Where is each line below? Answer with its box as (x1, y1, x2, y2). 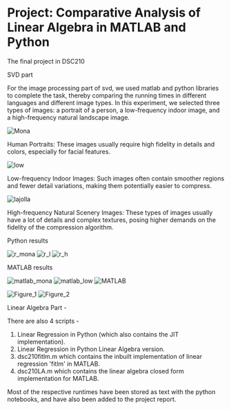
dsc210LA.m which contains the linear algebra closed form (17, 366, 184, 375)
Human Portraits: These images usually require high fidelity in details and (7, 140, 215, 148)
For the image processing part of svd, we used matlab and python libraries (7, 84, 219, 92)
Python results (7, 236, 48, 245)
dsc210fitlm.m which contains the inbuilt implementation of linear (17, 352, 202, 360)
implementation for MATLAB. (17, 374, 99, 382)
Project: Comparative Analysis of (7, 5, 201, 21)
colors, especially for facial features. (7, 147, 111, 156)
